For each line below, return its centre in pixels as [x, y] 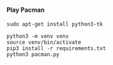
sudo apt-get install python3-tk [55, 24]
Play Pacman [26, 10]
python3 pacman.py [33, 55]
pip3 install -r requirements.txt [56, 48]
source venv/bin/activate [44, 43]
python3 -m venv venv [38, 37]
